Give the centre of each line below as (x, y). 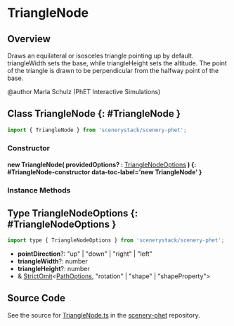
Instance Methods (39, 190)
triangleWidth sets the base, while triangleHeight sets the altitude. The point (117, 63)
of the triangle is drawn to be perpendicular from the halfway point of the (113, 71)
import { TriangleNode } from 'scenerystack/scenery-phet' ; (97, 130)
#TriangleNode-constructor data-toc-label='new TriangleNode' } (105, 172)
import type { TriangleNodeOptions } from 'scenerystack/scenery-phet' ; (116, 240)
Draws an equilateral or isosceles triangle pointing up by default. (100, 56)
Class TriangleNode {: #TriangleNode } (94, 114)
